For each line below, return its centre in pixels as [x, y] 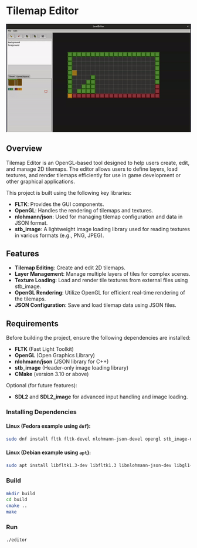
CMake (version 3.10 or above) [52, 374]
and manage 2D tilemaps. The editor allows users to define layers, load [92, 169]
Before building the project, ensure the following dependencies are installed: [98, 338]
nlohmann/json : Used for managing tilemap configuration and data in [98, 217]
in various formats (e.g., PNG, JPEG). [59, 235]
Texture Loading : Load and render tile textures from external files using [101, 280]
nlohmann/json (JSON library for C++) [62, 361]
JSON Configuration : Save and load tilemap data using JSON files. [96, 305]
